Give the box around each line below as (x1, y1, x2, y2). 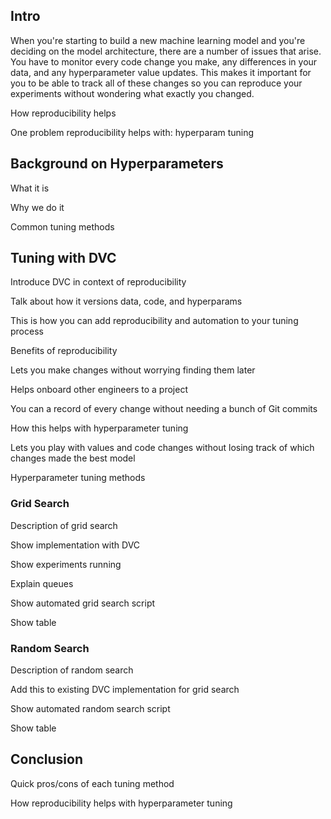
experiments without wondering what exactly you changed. (10, 87, 255, 99)
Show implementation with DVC (10, 539, 141, 551)
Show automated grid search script (10, 597, 156, 609)
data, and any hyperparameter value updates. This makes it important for (10, 66, 312, 78)
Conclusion (10, 751, 84, 768)
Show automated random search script (10, 703, 171, 715)
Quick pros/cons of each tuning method (10, 777, 175, 789)
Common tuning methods (10, 220, 115, 233)
